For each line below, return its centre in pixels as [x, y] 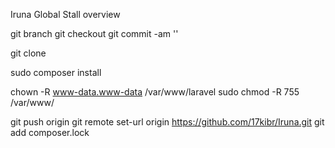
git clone [28, 53]
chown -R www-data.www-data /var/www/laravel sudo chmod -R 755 [155, 92]
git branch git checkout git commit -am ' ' [94, 33]
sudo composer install [56, 72]
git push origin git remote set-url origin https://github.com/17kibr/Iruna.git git [167, 122]
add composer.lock [50, 132]
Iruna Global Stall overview [65, 14]
